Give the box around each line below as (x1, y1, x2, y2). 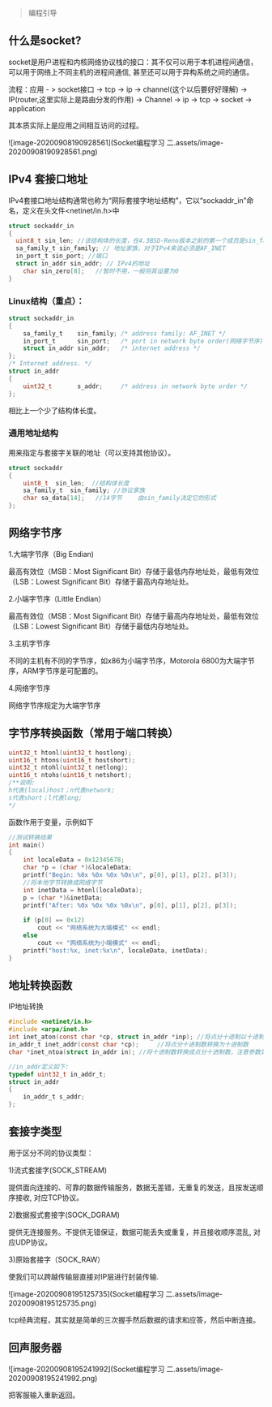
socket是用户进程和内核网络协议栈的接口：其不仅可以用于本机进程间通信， (8, 57, 257, 67)
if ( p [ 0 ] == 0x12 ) (23, 917, 85, 925)
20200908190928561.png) (8, 146, 99, 157)
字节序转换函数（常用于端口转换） (8, 727, 179, 740)
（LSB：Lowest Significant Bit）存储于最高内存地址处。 (8, 576, 193, 586)
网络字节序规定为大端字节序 (8, 700, 101, 710)
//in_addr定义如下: (8, 1063, 70, 1071)
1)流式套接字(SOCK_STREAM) (8, 1165, 108, 1175)
